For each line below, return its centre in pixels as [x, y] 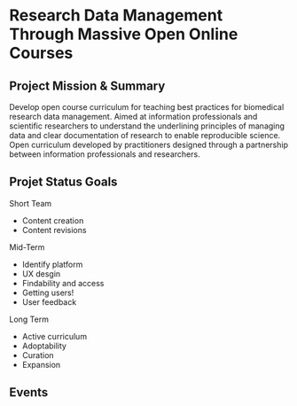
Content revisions [54, 230]
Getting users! [48, 293]
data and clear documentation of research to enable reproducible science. [145, 135]
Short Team [31, 203]
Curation [38, 355]
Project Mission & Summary [87, 86]
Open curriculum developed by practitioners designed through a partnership [148, 144]
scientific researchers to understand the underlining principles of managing [147, 126]
